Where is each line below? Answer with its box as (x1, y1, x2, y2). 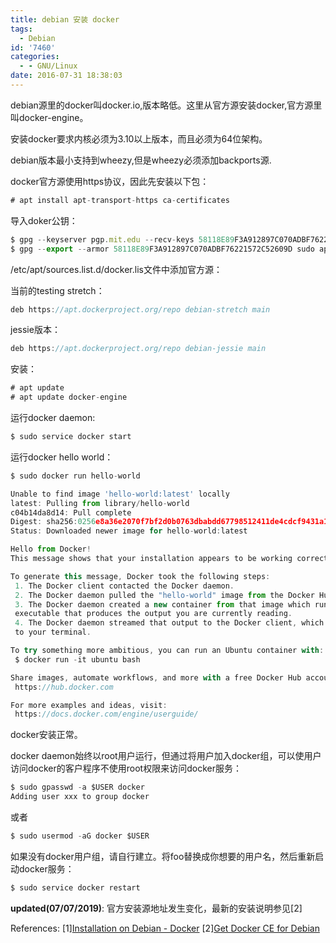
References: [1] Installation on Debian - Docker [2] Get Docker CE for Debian (10, 922, 320, 934)
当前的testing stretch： (10, 284, 105, 296)
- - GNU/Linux (19, 61, 78, 71)
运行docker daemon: (10, 412, 96, 423)
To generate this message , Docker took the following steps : (10, 571, 271, 581)
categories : (10, 52, 60, 62)
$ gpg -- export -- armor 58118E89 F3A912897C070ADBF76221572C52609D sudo (10, 244, 315, 254)
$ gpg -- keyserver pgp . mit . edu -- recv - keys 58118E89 (10, 234, 235, 245)
